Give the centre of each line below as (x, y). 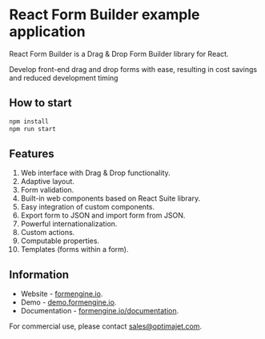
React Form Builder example (104, 15)
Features (32, 154)
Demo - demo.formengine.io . (68, 302)
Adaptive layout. (48, 181)
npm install (29, 122)
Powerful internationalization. (69, 224)
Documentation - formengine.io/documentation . (100, 311)
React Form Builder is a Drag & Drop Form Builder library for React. (119, 54)
